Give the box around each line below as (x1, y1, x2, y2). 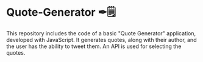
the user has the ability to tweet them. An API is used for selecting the (6, 43, 182, 50)
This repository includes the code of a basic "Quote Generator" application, (6, 29, 196, 37)
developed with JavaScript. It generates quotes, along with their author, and (6, 36, 197, 43)
